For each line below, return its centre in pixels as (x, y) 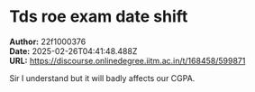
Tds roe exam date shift (99, 17)
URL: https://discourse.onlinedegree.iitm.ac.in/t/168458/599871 (127, 60)
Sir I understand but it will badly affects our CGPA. (102, 78)
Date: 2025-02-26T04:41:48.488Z (73, 51)
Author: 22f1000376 (48, 41)
